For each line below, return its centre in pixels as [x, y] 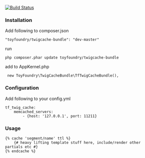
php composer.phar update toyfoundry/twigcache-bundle [62, 58]
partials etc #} [21, 147]
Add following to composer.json [37, 31]
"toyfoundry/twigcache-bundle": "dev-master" [52, 40]
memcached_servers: [34, 112]
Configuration [22, 88]
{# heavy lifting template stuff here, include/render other [77, 142]
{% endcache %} [21, 151]
